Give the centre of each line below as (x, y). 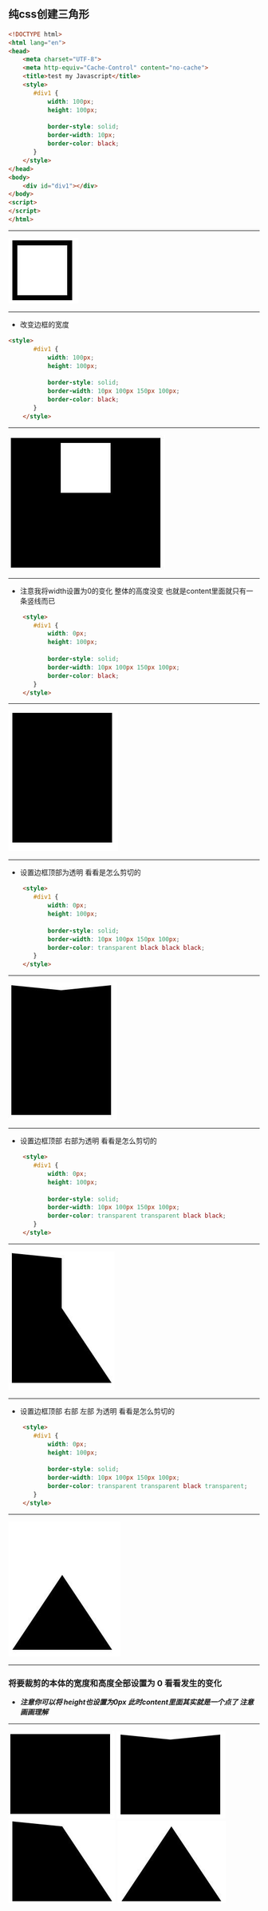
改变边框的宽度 (44, 324)
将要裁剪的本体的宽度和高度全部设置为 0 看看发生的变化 (115, 1683)
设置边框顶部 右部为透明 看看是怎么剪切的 (88, 1141)
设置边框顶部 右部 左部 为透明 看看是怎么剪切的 (97, 1410)
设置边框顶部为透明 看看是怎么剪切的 (80, 872)
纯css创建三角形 (49, 14)
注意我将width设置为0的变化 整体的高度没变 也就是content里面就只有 (133, 591)
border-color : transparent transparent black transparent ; (148, 1486)
